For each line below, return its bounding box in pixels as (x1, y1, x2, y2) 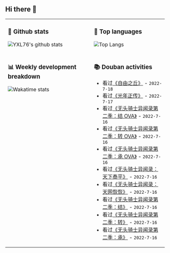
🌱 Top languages (94, 28, 143, 36)
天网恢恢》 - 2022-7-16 (102, 188, 157, 195)
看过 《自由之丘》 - (102, 79, 148, 87)
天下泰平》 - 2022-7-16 (102, 173, 157, 180)
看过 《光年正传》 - (102, 92, 148, 99)
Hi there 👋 (5, 5, 37, 14)
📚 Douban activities (94, 63, 153, 71)
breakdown (8, 72, 40, 80)
